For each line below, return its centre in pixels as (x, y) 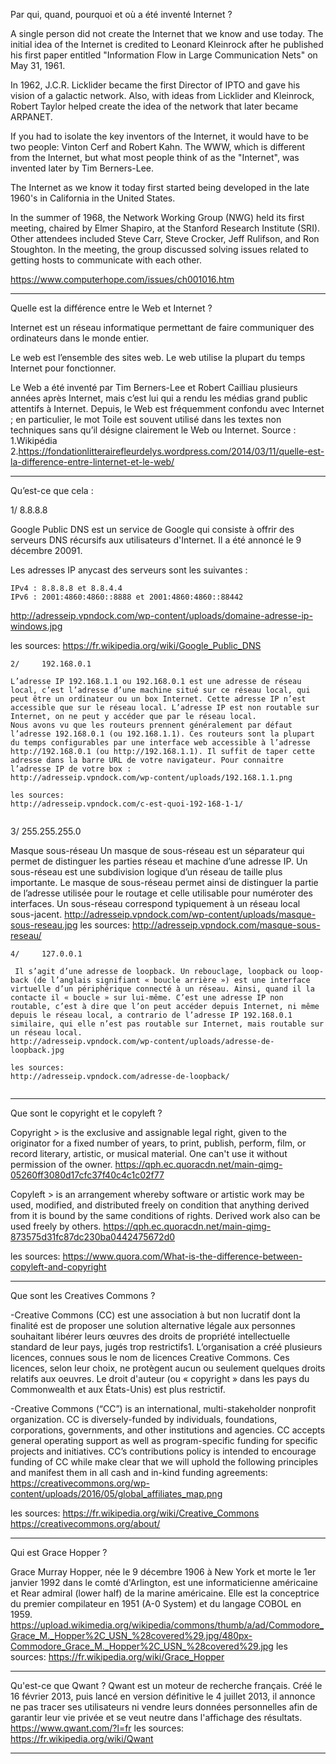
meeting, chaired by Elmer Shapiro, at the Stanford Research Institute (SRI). (165, 228)
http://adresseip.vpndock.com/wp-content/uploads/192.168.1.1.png (151, 778)
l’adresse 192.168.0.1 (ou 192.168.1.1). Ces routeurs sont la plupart (162, 734)
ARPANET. (31, 117)
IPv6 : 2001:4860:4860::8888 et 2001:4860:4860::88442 (127, 597)
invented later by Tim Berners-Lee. (82, 168)
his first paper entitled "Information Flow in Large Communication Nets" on (164, 55)
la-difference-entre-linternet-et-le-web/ (92, 462)
